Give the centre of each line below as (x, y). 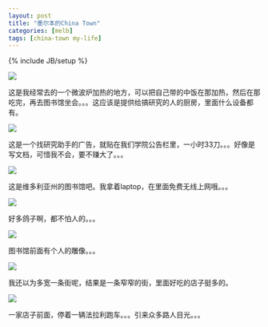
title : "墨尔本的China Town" (54, 23)
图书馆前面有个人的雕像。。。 (54, 251)
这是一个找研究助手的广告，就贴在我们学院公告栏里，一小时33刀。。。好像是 (132, 144)
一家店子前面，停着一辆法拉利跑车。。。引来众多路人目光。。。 (106, 315)
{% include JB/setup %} (48, 61)
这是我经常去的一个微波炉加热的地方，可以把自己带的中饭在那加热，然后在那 (134, 92)
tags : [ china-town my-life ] (55, 38)
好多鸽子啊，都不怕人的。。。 (54, 219)
